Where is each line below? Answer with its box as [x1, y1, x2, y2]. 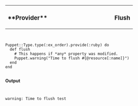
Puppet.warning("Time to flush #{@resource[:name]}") [14, 55, 129, 61]
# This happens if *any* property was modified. [14, 51, 118, 56]
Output [5, 77, 21, 83]
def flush [10, 47, 30, 52]
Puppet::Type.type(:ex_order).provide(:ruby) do [5, 42, 109, 47]
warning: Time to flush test [5, 96, 66, 101]
